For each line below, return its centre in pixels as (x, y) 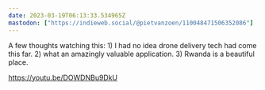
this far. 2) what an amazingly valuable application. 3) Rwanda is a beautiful (132, 54)
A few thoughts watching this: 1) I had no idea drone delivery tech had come (132, 45)
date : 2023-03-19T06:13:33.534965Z (67, 15)
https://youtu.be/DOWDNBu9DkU (63, 77)
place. (19, 62)
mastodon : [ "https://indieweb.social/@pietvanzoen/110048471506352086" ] (131, 23)
